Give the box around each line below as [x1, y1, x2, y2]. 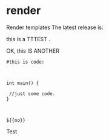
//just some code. [8, 90, 56, 97]
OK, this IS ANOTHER [6, 47, 59, 55]
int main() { [6, 80, 39, 86]
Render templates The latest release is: [6, 24, 104, 31]
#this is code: [6, 59, 45, 65]
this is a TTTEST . [6, 35, 50, 42]
